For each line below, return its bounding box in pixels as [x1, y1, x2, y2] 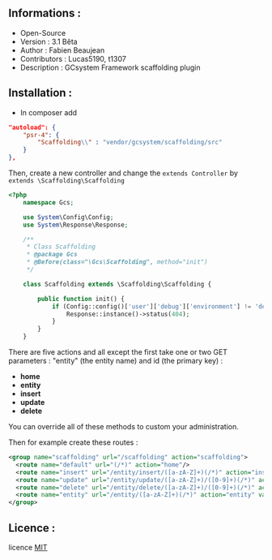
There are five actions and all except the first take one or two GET [8, 347, 228, 356]
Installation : [8, 86, 73, 100]
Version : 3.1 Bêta [19, 37, 79, 46]
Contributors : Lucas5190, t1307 [19, 54, 127, 63]
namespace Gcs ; [23, 198, 74, 206]
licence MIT [8, 542, 48, 552]
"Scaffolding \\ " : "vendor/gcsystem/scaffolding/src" [37, 138, 223, 147]
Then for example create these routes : [8, 437, 138, 447]
